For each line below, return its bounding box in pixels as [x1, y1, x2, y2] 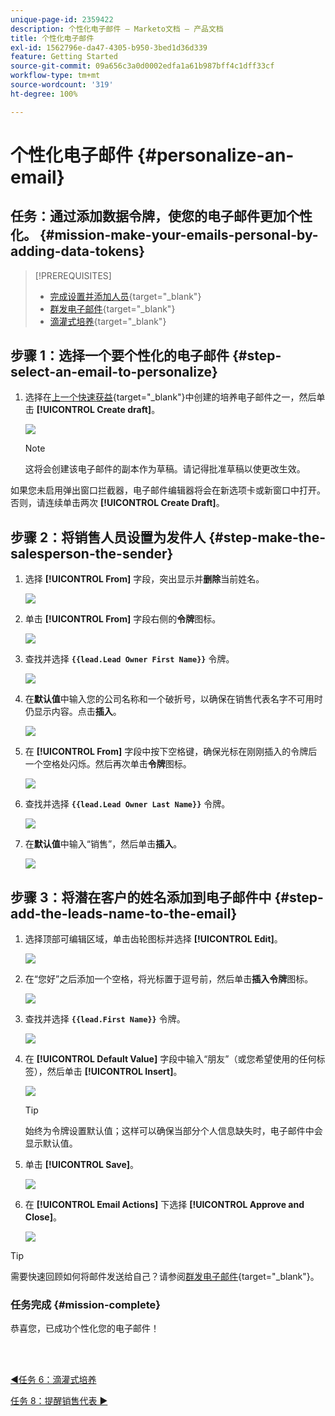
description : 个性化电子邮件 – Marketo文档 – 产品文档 [10, 24, 224, 34]
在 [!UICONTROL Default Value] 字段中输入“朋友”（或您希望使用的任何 [24, 1053, 317, 1065]
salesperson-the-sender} [10, 545, 174, 562]
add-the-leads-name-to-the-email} [10, 905, 238, 922]
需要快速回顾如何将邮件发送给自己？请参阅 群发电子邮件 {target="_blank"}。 [10, 1271, 320, 1283]
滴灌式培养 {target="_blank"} [49, 315, 167, 327]
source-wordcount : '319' [10, 80, 114, 90]
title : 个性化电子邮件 [10, 33, 95, 43]
